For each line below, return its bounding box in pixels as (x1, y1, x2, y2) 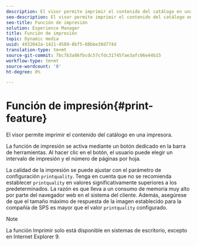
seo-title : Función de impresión (6, 19, 88, 25)
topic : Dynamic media (6, 36, 59, 42)
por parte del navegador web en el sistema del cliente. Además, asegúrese (6, 192, 187, 199)
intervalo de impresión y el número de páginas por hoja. (6, 155, 141, 162)
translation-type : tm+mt (6, 47, 67, 53)
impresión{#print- (63, 99, 154, 112)
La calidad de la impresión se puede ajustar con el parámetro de (6, 167, 161, 174)
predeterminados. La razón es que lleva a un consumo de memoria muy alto (6, 185, 190, 192)
